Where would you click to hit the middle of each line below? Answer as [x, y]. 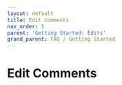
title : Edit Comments [38, 20]
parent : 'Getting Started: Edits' [57, 33]
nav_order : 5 [26, 26]
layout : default [30, 13]
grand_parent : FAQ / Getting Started [61, 39]
